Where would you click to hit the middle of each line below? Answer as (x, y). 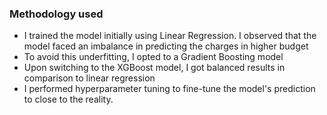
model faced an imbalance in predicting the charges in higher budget (166, 46)
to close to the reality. (68, 99)
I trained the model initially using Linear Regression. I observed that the (170, 36)
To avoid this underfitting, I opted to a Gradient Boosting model (153, 57)
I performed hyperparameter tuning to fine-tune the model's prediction (169, 89)
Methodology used (56, 14)
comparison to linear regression (89, 78)
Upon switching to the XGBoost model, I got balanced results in (154, 68)
